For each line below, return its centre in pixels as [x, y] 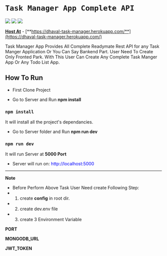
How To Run [24, 78]
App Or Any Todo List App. [33, 62]
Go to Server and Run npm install [46, 99]
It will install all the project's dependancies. [49, 122]
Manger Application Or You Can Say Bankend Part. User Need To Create [79, 51]
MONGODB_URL [22, 239]
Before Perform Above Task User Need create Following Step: [76, 188]
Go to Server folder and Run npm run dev [55, 132]
